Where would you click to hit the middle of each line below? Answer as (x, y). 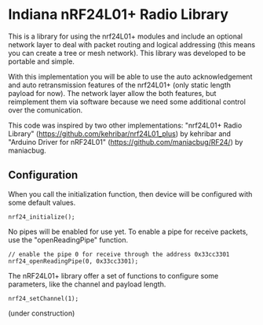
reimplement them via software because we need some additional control (127, 102)
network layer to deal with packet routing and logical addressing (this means (132, 44)
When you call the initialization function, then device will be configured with (130, 194)
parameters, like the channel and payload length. (87, 284)
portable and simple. (41, 61)
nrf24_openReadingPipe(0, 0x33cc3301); (73, 261)
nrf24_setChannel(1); (44, 298)
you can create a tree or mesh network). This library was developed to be (127, 53)
